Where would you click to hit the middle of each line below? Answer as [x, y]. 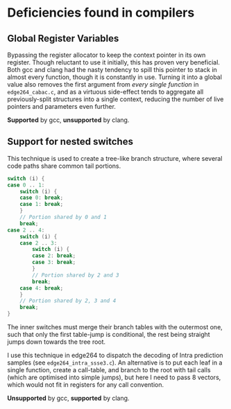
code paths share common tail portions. [64, 166]
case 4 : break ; [42, 288]
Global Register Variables [63, 38]
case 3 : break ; [54, 262]
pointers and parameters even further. [62, 106]
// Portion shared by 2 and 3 [76, 275]
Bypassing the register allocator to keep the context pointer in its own [106, 55]
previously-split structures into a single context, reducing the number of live [115, 99]
